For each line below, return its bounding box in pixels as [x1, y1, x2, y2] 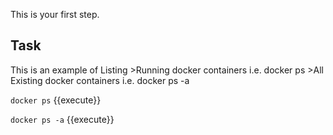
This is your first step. [10, 9, 100, 20]
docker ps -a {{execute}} [10, 113, 115, 125]
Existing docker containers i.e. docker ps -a [10, 74, 190, 86]
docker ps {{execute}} [10, 94, 102, 106]
